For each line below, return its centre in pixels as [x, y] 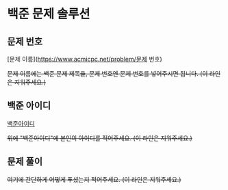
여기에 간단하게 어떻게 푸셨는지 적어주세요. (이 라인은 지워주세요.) [94, 179]
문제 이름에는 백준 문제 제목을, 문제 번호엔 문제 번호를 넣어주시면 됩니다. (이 [107, 73]
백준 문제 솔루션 [49, 14]
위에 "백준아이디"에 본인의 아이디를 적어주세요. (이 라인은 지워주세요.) [100, 138]
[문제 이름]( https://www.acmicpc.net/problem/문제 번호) [85, 59]
